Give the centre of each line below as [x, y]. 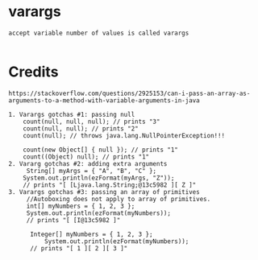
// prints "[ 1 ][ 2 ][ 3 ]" [79, 248]
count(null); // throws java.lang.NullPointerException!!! [124, 135]
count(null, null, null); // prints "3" [92, 122]
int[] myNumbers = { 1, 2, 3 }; [81, 206]
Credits [33, 72]
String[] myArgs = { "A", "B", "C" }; [92, 171]
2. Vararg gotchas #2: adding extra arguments [88, 163]
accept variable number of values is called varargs [99, 33]
